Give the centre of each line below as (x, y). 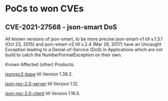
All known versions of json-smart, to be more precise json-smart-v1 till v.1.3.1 (84, 39)
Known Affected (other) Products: (40, 64)
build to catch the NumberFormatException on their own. (64, 55)
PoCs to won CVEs (44, 9)
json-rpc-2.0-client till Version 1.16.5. (43, 93)
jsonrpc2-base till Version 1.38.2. (39, 74)
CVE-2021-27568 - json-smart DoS (61, 27)
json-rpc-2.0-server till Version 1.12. (42, 84)
